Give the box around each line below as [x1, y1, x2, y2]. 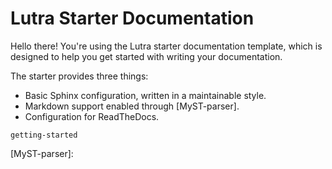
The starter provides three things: [10, 70, 149, 82]
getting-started [10, 130, 78, 140]
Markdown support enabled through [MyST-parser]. [24, 100, 240, 112]
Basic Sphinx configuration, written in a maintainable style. [24, 89, 267, 101]
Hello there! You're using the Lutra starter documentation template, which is [10, 40, 323, 52]
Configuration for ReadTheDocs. [24, 110, 160, 122]
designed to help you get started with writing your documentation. [10, 50, 283, 62]
